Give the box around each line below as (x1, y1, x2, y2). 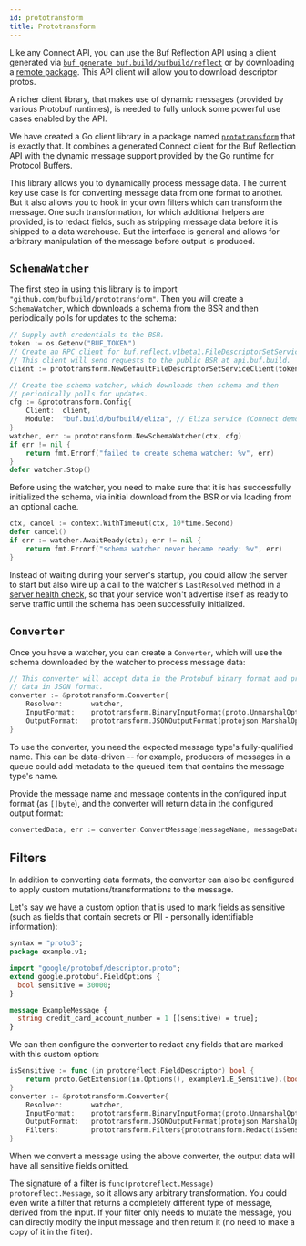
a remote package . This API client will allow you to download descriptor (9, 66, 278, 77)
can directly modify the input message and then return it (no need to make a (9, 1217, 296, 1228)
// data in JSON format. (9, 683, 104, 692)
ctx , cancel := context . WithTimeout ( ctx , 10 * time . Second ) (9, 519, 234, 529)
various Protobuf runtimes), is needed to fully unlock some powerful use (9, 103, 281, 114)
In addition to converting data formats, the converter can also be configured (9, 874, 294, 885)
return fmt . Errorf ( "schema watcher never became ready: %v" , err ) (25, 544, 283, 553)
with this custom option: (9, 1049, 100, 1060)
